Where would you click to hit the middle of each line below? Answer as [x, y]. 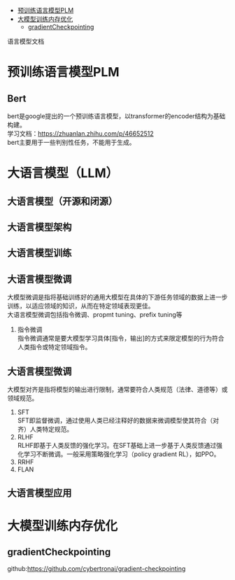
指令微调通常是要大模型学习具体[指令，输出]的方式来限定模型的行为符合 [121, 339]
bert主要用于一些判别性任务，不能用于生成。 [71, 142]
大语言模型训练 [40, 253]
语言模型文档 [26, 41]
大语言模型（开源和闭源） [62, 201]
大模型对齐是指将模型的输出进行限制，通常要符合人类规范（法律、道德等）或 [117, 389]
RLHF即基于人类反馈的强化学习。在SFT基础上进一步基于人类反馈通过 [117, 445]
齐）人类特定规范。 [45, 429]
